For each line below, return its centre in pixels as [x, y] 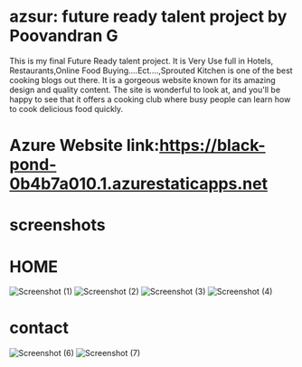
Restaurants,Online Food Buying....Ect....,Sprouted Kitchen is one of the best [151, 71]
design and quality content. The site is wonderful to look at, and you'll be [145, 89]
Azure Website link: [85, 146]
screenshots [57, 226]
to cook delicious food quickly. [66, 108]
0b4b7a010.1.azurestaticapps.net [139, 184]
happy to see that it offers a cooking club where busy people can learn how [150, 99]
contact [39, 328]
